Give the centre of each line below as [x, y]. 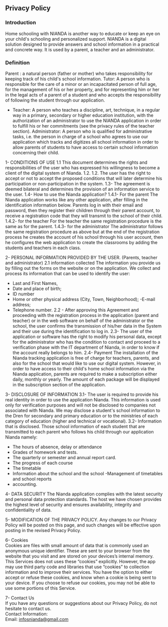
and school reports [32, 479]
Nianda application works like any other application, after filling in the [76, 199]
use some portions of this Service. [41, 588]
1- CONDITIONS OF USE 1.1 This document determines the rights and [76, 162]
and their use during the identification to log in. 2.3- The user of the [82, 331]
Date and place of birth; [37, 288]
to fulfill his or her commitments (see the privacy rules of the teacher [83, 126]
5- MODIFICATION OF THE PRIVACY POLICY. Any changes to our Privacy [81, 519]
